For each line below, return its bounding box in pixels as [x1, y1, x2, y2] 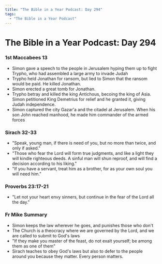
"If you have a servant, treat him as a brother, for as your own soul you [12, 166, 153, 172]
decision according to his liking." [12, 161, 77, 166]
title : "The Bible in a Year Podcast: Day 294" [5, 7, 103, 12]
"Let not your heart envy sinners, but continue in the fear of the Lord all [12, 194, 154, 200]
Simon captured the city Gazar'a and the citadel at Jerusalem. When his [12, 106, 156, 112]
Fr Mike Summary [5, 212, 47, 218]
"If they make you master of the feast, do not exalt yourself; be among [12, 238, 152, 244]
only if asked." [12, 145, 41, 151]
